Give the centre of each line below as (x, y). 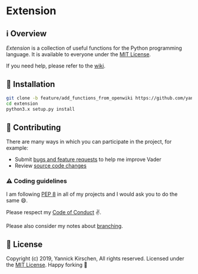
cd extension (22, 104)
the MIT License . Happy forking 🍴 (47, 265)
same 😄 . (17, 200)
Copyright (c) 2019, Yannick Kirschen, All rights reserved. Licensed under (95, 259)
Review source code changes (50, 166)
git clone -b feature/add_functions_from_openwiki (70, 98)
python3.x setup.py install (41, 109)
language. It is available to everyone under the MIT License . (79, 54)
